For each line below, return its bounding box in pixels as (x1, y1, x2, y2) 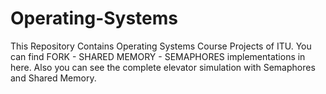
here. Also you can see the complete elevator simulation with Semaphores (10, 61, 316, 73)
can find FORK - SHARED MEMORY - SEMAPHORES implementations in (10, 50, 306, 62)
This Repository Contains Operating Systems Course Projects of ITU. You (10, 40, 312, 52)
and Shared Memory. (10, 72, 97, 84)
